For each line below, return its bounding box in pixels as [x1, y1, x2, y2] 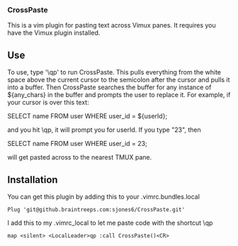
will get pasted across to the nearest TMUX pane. [7, 153, 152, 162]
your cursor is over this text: [7, 98, 90, 107]
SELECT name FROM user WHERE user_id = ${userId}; [7, 112, 168, 121]
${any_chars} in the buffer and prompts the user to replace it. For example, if [7, 91, 231, 99]
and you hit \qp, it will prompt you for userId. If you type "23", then [7, 125, 202, 134]
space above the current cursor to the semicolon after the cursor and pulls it [7, 76, 230, 84]
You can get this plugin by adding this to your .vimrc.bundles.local [7, 192, 200, 201]
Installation [7, 174, 58, 186]
